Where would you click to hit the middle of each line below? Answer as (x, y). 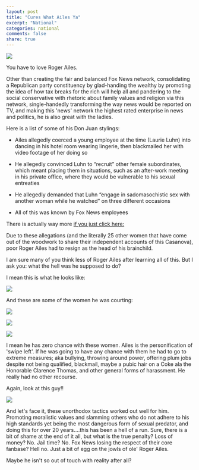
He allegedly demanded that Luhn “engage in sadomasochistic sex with (102, 195)
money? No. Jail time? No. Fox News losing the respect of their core (89, 443)
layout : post (22, 12)
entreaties (27, 183)
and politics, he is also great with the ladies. (60, 117)
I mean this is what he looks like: (46, 278)
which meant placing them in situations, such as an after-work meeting (102, 170)
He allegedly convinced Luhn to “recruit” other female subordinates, (98, 164)
